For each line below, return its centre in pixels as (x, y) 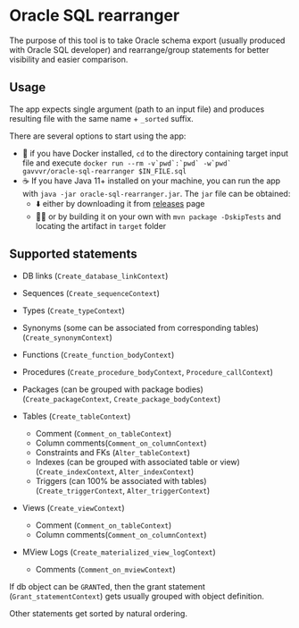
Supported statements (74, 255)
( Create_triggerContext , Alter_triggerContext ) (123, 490)
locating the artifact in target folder (101, 225)
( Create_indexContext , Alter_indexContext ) (115, 471)
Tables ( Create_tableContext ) (76, 416)
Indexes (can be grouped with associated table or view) (138, 462)
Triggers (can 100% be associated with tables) (121, 480)
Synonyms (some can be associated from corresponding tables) (140, 327)
